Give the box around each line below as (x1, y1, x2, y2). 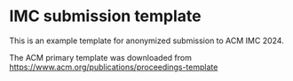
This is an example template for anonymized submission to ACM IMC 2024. (9, 35, 284, 46)
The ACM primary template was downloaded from (9, 52, 193, 63)
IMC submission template (9, 6, 202, 26)
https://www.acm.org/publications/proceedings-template (9, 62, 218, 72)
